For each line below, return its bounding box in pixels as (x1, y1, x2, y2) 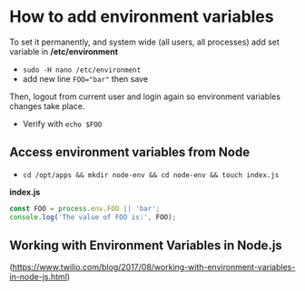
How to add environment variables (9, 6, 274, 27)
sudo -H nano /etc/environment (22, 65, 142, 75)
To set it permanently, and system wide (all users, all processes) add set (9, 36, 280, 47)
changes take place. (9, 100, 85, 111)
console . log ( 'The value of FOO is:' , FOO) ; (9, 212, 177, 222)
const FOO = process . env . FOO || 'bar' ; (9, 204, 161, 213)
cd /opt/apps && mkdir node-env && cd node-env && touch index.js (22, 170, 280, 179)
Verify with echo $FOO (22, 118, 103, 129)
